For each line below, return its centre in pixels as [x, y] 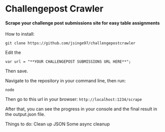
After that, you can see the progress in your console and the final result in [81, 109]
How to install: [20, 34]
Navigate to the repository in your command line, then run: [66, 81]
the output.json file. [25, 114]
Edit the [13, 53]
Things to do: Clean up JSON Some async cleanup [58, 124]
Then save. [17, 71]
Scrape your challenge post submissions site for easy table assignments [82, 23]
